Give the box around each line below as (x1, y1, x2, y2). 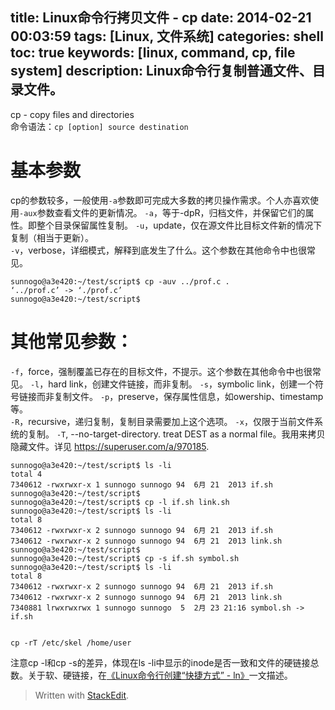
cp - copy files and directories (10, 108, 135, 120)
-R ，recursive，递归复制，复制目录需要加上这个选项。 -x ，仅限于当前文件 (10, 415, 315, 427)
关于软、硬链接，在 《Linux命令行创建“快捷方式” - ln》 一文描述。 (27, 669, 293, 681)
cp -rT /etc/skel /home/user (10, 638, 132, 648)
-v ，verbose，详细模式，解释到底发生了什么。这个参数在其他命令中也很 (10, 244, 308, 256)
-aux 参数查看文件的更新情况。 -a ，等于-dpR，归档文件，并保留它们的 (19, 206, 306, 218)
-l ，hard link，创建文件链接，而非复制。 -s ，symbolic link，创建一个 (29, 378, 315, 390)
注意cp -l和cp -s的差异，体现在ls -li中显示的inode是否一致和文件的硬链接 (10, 656, 311, 668)
